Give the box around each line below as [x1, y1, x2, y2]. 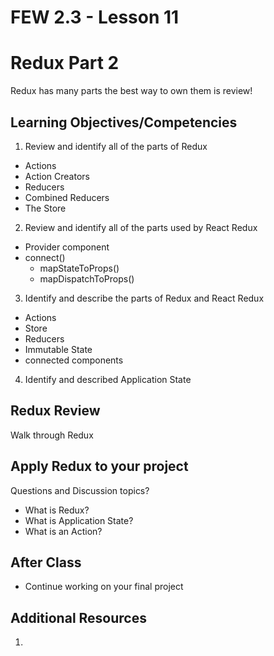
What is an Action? [24, 525, 103, 537]
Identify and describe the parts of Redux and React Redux [24, 292, 265, 304]
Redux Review [10, 402, 101, 420]
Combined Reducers [24, 191, 110, 203]
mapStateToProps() [39, 262, 120, 274]
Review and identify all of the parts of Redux [24, 140, 208, 152]
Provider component [24, 241, 110, 253]
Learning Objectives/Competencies [10, 114, 238, 131]
